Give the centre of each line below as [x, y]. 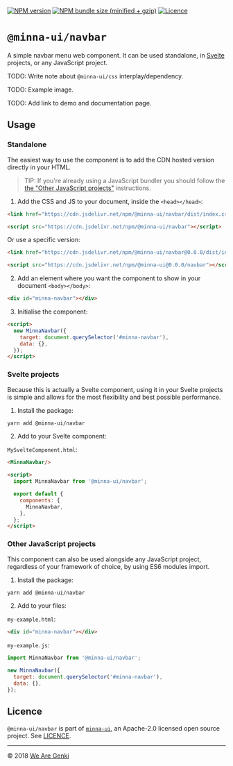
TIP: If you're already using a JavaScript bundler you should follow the [124, 180]
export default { [38, 494]
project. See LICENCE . [39, 735]
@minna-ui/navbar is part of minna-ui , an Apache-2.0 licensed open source [114, 728]
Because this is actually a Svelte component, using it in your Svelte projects [115, 389]
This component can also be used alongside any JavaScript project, [104, 559]
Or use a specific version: [44, 240]
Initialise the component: [52, 312]
